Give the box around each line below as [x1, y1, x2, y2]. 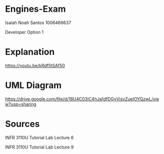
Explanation [5, 47, 55, 57]
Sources [5, 119, 40, 129]
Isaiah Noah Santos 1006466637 [5, 20, 71, 26]
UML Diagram [5, 80, 62, 91]
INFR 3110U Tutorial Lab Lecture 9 [5, 144, 74, 150]
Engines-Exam [5, 3, 66, 15]
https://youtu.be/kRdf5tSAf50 [5, 62, 65, 68]
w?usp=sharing [5, 101, 37, 107]
